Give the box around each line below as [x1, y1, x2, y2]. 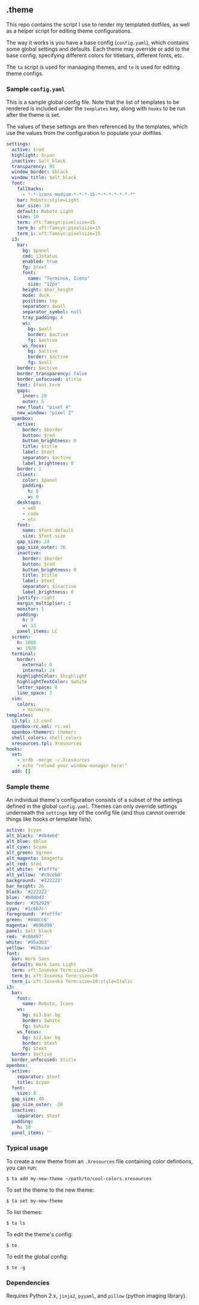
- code [22, 510, 39, 517]
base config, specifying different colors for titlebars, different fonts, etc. [6, 51, 184, 59]
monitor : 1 [17, 606, 44, 612]
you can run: [6, 1164, 38, 1171]
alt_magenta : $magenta [6, 855, 63, 861]
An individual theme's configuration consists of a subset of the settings [6, 796, 183, 804]
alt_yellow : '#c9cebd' [6, 872, 63, 878]
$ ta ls [6, 1220, 26, 1226]
